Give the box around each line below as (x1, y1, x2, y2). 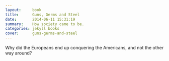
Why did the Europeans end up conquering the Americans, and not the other (5, 45, 164, 50)
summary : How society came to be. (5, 21, 84, 27)
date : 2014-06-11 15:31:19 (5, 17, 75, 22)
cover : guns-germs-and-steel (5, 31, 78, 36)
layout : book (5, 7, 42, 13)
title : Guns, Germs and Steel (5, 12, 80, 17)
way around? (5, 50, 32, 56)
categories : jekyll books (5, 26, 59, 31)
